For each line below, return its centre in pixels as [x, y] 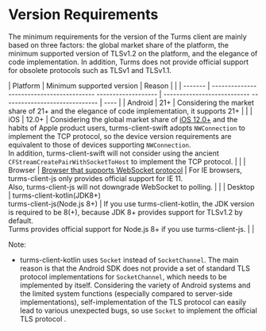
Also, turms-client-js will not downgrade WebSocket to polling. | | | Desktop [132, 187]
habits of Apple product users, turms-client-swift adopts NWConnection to [127, 128]
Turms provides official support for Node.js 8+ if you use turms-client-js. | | [131, 229]
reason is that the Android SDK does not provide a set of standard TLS [135, 268]
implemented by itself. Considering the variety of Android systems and [135, 285]
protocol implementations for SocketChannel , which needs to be [123, 276]
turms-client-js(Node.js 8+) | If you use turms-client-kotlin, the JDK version [131, 203]
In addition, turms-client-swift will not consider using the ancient [114, 153]
